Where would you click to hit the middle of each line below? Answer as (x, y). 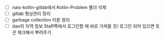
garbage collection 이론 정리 (41, 20)
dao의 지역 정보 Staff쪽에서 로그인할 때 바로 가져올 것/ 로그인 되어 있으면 (83, 26)
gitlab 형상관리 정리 (31, 13)
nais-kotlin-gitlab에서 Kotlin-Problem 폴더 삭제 (59, 7)
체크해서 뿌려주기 (34, 32)
